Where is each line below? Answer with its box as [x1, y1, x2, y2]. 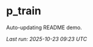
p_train [6, 4, 42, 18]
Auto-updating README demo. [6, 24, 82, 31]
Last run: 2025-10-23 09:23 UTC [6, 35, 88, 42]
